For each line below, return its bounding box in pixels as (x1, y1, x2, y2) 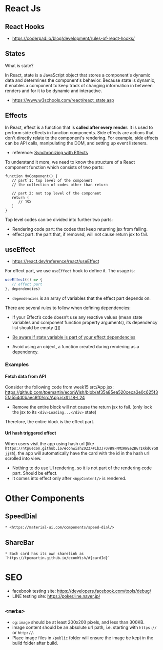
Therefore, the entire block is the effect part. (5, 419, 95, 425)
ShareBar (5, 538, 34, 547)
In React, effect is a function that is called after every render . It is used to (5, 124, 153, 130)
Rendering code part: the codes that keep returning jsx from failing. (12, 226, 148, 232)
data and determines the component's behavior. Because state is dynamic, (5, 77, 156, 83)
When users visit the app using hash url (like (5, 441, 94, 447)
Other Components (5, 493, 84, 504)
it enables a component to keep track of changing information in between (5, 82, 153, 88)
